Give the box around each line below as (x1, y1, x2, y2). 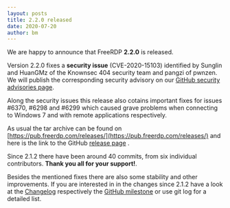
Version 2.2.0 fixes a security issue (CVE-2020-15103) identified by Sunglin (7, 61, 222, 69)
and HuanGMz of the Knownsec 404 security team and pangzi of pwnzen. (7, 69, 218, 77)
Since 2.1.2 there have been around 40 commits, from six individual (7, 152, 197, 161)
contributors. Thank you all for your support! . (7, 159, 137, 168)
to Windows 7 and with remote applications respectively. (7, 111, 167, 119)
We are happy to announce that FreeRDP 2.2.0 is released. (7, 48, 174, 56)
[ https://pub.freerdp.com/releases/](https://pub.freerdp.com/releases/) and (7, 132, 221, 140)
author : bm (7, 29, 38, 36)
